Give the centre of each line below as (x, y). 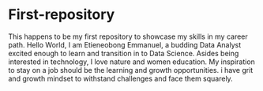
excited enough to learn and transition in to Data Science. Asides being (124, 53)
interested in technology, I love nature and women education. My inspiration (131, 62)
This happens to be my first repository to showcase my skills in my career (128, 36)
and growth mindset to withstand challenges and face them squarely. (120, 78)
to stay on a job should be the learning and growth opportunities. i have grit (131, 70)
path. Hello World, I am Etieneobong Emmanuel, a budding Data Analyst (125, 44)
